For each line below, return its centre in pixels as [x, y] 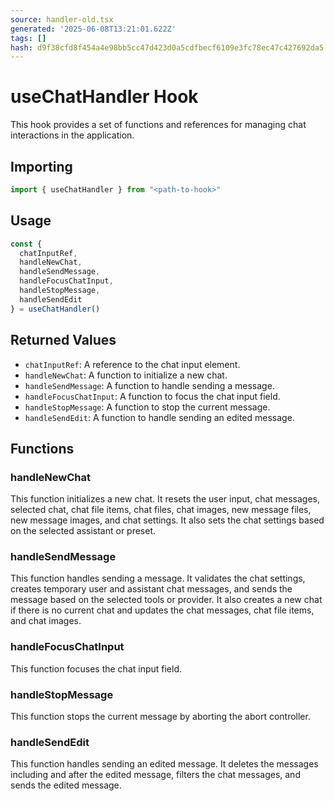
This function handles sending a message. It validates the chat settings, [158, 578]
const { [26, 244]
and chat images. [46, 621]
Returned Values [63, 340]
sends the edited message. [66, 785]
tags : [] [28, 38]
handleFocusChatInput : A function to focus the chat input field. [152, 396]
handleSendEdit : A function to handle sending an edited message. [159, 417]
